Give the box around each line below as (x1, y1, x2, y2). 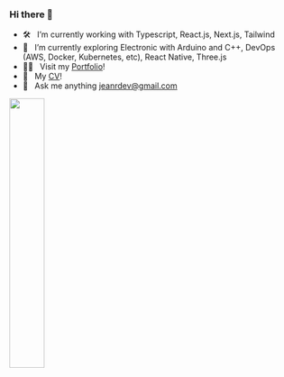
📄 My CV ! (22, 71, 63, 82)
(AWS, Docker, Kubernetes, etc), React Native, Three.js (22, 51, 227, 62)
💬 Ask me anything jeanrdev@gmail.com (22, 80, 178, 91)
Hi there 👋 (9, 8, 54, 21)
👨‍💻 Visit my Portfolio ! (22, 61, 105, 72)
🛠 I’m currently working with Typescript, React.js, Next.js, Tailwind (22, 29, 275, 40)
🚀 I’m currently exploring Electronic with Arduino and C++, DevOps (22, 42, 276, 53)
